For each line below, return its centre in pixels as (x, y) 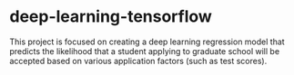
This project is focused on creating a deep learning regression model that (147, 42)
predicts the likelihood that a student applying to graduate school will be (145, 51)
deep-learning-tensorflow (111, 17)
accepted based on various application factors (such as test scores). (138, 61)
